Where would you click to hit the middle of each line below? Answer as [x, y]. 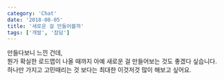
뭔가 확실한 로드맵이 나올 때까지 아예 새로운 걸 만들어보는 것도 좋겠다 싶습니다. [112, 62]
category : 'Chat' [32, 13]
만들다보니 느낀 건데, [35, 53]
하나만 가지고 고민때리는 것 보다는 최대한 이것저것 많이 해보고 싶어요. [99, 70]
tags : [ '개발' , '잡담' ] [39, 32]
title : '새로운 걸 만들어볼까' [46, 26]
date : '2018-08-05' [35, 20]
